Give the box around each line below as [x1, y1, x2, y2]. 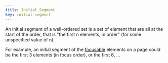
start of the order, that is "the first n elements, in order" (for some [5, 31, 142, 37]
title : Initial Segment [5, 7, 56, 13]
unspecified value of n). [5, 36, 55, 43]
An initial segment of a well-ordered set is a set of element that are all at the [5, 26, 163, 32]
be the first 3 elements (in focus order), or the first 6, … [5, 51, 120, 58]
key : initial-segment [5, 12, 51, 17]
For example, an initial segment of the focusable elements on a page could [5, 46, 161, 52]
